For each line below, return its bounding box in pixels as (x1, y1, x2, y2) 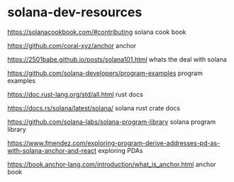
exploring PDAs (98, 146, 143, 154)
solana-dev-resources (7, 4, 143, 21)
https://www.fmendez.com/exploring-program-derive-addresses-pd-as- (7, 139, 221, 147)
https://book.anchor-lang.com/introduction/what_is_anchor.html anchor (7, 160, 216, 169)
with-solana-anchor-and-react (7, 146, 97, 154)
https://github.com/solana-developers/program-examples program (7, 69, 204, 77)
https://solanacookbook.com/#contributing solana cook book (7, 28, 186, 36)
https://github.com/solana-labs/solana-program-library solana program (7, 118, 216, 126)
